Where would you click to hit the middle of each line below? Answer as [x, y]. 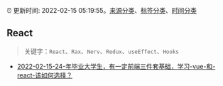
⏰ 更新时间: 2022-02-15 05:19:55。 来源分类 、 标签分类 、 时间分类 [102, 10]
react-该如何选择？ [44, 75]
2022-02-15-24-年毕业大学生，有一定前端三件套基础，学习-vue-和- [116, 66]
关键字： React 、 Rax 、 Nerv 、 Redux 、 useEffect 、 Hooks [101, 51]
